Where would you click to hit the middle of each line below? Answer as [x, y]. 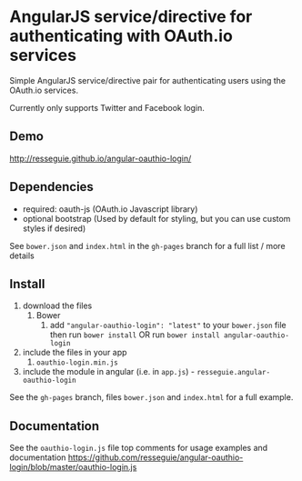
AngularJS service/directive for [131, 17]
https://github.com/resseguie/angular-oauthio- [156, 457]
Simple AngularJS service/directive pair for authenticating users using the [148, 80]
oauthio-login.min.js [77, 363]
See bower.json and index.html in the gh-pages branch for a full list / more [147, 246]
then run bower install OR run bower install [135, 335]
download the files [57, 306]
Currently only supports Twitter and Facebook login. [107, 107]
